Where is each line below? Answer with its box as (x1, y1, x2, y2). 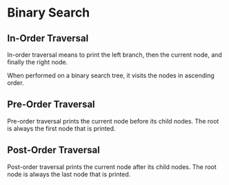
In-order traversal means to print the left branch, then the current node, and (7, 50, 222, 59)
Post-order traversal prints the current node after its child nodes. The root (7, 162, 217, 171)
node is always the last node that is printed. (7, 170, 131, 178)
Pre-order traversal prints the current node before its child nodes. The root (7, 117, 219, 125)
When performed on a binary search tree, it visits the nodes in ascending (7, 71, 215, 79)
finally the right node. (7, 58, 68, 66)
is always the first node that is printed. (7, 124, 116, 133)
